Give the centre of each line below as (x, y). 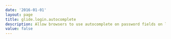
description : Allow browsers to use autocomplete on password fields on (84, 24)
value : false (19, 29)
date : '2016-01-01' (26, 10)
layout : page (19, 15)
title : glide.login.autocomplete (41, 19)
